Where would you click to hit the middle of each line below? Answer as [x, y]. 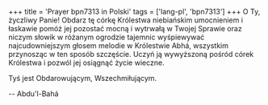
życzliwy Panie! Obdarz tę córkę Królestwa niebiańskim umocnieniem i [126, 20]
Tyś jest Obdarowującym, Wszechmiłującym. [83, 78]
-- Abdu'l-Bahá [33, 94]
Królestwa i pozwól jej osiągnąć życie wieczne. [86, 63]
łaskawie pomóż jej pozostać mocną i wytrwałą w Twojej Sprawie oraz [125, 28]
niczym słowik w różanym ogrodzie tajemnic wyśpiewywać [107, 37]
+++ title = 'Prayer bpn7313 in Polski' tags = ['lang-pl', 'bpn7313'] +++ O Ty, [134, 12]
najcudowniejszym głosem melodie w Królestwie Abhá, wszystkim [118, 46]
